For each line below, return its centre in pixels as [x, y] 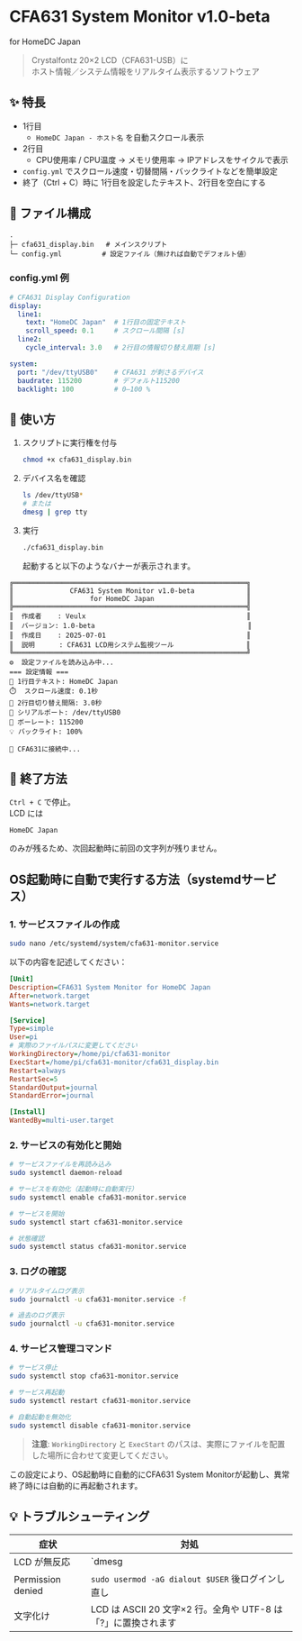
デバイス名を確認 [54, 479]
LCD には [26, 814]
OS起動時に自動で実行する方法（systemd [125, 879]
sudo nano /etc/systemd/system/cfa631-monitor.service [114, 944]
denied [28, 1591]
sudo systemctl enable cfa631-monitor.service [98, 1197]
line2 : [30, 340]
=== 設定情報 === [39, 672]
